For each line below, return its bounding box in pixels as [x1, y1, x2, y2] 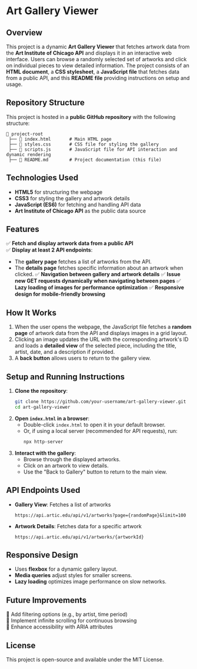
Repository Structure [6, 98, 85, 108]
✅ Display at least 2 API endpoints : [6, 246, 93, 254]
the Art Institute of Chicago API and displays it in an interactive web [6, 49, 172, 57]
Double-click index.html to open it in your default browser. [23, 421, 166, 428]
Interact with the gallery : [14, 449, 76, 456]
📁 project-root [6, 131, 44, 137]
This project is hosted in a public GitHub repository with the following [6, 113, 176, 120]
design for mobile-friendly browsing [14, 290, 106, 298]
